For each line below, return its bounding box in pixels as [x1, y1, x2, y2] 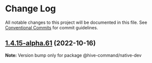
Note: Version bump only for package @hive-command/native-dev [5, 52, 142, 58]
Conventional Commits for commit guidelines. [5, 24, 98, 30]
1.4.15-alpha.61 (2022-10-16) [5, 39, 96, 48]
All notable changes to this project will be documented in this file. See [5, 19, 148, 25]
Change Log [5, 3, 56, 14]
